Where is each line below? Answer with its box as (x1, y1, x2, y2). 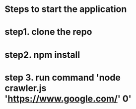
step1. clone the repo (4, 26, 92, 38)
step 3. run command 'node (4, 72, 121, 83)
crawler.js (4, 82, 47, 94)
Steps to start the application (4, 3, 127, 15)
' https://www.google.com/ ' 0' (4, 93, 132, 104)
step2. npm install (4, 49, 80, 60)
